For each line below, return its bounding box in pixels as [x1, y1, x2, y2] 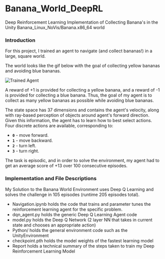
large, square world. [5, 53, 46, 59]
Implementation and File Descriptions [5, 175, 97, 182]
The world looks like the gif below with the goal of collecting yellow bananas [5, 63, 160, 69]
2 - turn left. [12, 143, 36, 149]
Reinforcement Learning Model [12, 248, 75, 254]
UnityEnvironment [12, 232, 49, 238]
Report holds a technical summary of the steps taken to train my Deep [12, 243, 155, 249]
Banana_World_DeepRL [5, 3, 103, 14]
